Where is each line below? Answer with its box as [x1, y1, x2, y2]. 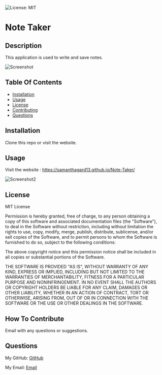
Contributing [12, 107, 38, 113]
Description [5, 41, 42, 50]
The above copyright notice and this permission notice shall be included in [5, 249, 156, 255]
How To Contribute [5, 314, 65, 323]
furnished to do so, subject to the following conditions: [5, 239, 116, 246]
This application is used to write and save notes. [5, 55, 103, 60]
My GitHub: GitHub [5, 355, 43, 361]
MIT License [5, 204, 31, 210]
